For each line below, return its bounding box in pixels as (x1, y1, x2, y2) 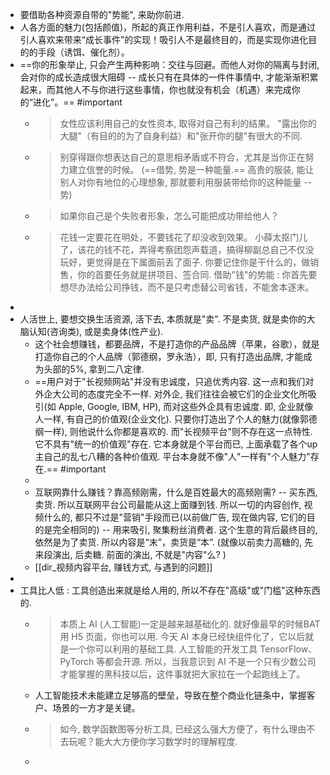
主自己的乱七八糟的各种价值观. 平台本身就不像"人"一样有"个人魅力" (34, 451, 311, 462)
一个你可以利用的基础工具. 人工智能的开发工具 (68, 643, 258, 655)
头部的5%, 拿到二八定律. (43, 363, 145, 375)
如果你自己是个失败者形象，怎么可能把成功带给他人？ (59, 210, 280, 222)
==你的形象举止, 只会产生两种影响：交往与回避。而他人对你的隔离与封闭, (19, 59, 320, 70)
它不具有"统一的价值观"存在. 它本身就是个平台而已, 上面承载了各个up (34, 438, 318, 450)
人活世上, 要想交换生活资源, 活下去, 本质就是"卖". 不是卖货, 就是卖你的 (19, 313, 307, 325)
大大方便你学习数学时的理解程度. (103, 736, 238, 747)
